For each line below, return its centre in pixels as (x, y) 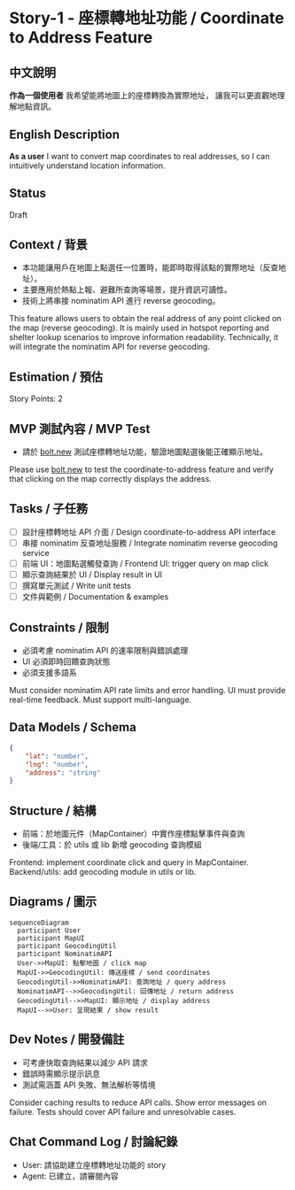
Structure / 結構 (53, 811)
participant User (49, 931)
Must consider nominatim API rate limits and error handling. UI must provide (147, 691)
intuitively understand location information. (87, 166)
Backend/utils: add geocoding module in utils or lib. (103, 872)
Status (28, 193)
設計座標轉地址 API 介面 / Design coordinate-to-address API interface (149, 531)
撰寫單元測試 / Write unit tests (76, 586)
